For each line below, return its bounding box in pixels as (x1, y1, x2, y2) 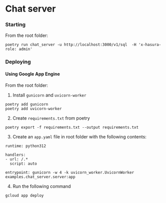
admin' (18, 46, 33, 52)
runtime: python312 (5, 143, 46, 148)
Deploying (5, 59, 31, 66)
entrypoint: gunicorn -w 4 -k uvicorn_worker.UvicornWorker (5, 170, 135, 175)
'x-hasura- (138, 42, 161, 47)
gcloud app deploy (5, 193, 44, 198)
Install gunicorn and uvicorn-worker (12, 92, 87, 98)
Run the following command (12, 183, 71, 189)
